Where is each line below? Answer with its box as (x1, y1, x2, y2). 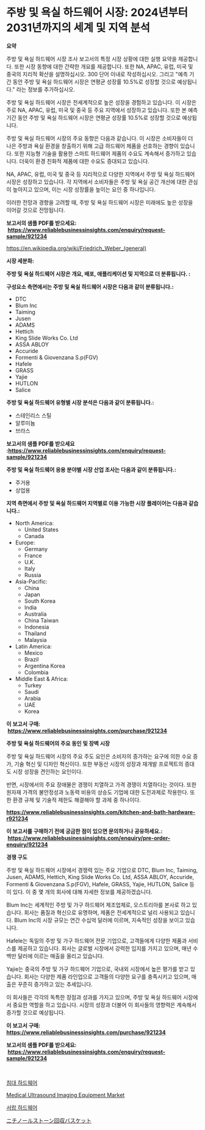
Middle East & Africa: (15, 675, 68, 682)
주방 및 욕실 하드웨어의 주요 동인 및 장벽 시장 (6, 740, 110, 747)
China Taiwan (24, 616, 59, 624)
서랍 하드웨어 (6, 1104, 38, 1111)
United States (24, 526, 59, 533)
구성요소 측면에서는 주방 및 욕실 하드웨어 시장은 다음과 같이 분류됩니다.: (6, 283, 174, 290)
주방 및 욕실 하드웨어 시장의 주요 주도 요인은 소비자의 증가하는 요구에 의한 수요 (6, 753, 192, 760)
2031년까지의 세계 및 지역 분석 (6, 21, 151, 35)
